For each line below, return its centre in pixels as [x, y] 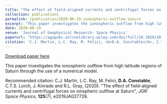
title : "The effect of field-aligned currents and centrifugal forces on [83, 10]
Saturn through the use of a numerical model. [52, 71]
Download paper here [27, 56]
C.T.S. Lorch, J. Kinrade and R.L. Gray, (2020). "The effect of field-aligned [81, 86]
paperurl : [15, 38]
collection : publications [32, 14]
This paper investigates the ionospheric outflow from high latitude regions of [83, 65]
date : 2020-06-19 [23, 28]
